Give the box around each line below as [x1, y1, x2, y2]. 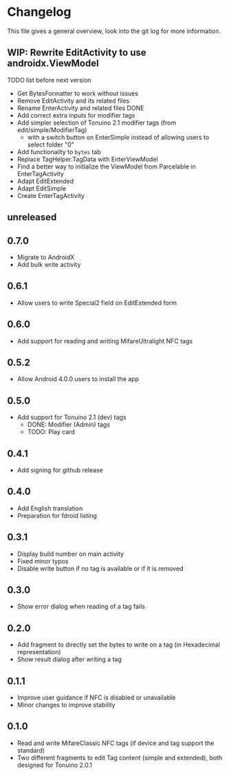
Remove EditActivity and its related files [17, 96, 130, 105]
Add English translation [17, 504, 83, 513]
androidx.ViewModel [7, 58, 99, 69]
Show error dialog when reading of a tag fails [17, 603, 146, 611]
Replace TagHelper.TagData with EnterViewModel [17, 155, 158, 163]
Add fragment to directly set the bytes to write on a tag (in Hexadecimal [17, 640, 220, 649]
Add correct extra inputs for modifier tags [17, 111, 135, 119]
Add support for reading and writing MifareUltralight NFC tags [17, 336, 193, 345]
